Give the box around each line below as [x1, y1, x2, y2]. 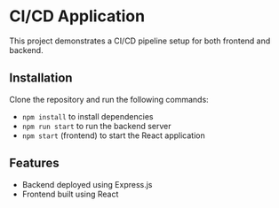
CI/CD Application [9, 6, 145, 27]
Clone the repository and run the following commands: [9, 94, 209, 104]
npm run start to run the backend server [21, 120, 171, 131]
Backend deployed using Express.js [21, 179, 153, 189]
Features [9, 156, 60, 171]
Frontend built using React [21, 189, 119, 199]
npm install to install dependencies [21, 111, 154, 121]
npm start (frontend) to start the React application [21, 130, 206, 141]
